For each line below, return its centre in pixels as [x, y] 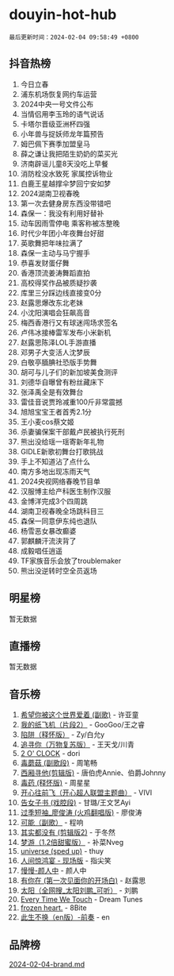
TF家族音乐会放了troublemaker [71, 561]
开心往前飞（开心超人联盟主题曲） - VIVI [86, 793]
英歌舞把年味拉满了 [52, 243]
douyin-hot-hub [63, 15]
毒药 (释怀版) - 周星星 [55, 783]
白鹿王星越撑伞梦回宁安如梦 [66, 183]
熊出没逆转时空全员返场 [59, 570]
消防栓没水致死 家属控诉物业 [66, 173]
